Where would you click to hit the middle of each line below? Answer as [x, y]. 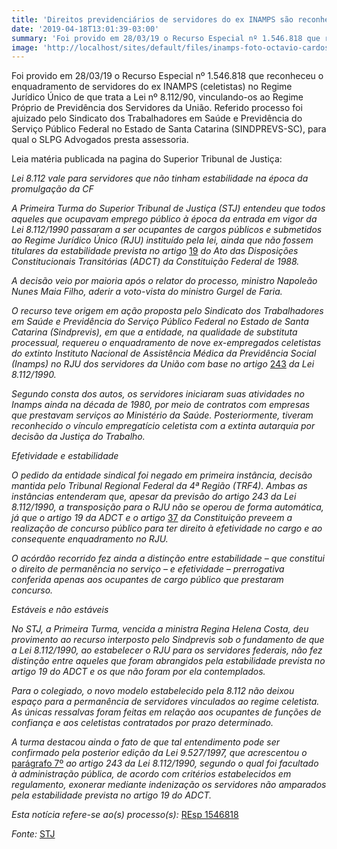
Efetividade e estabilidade [65, 456]
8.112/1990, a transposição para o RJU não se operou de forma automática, [167, 507]
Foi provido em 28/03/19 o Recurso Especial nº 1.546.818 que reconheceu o [167, 76]
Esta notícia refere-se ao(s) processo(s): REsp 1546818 [125, 815]
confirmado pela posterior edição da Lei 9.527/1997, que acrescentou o [159, 753]
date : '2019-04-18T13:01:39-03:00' [85, 29]
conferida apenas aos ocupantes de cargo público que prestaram [147, 580]
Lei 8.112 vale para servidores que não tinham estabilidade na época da [160, 178]
